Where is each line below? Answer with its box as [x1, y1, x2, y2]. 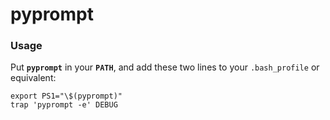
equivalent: [10, 72, 57, 84]
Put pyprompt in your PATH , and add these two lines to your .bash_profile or [10, 61, 320, 73]
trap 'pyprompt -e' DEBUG [10, 100, 118, 110]
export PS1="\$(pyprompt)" [10, 91, 123, 102]
